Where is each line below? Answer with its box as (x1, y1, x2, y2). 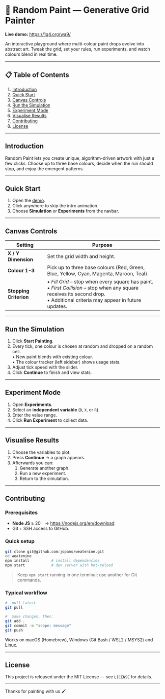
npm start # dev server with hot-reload (5, 563, 113, 568)
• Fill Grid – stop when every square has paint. (47, 278, 154, 285)
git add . (5, 619, 26, 624)
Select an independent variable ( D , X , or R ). (12, 406, 100, 412)
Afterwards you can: (12, 460, 54, 466)
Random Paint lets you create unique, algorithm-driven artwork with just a (5, 155, 155, 161)
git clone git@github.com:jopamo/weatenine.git (5, 549, 105, 554)
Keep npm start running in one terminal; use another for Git (17, 572, 137, 578)
